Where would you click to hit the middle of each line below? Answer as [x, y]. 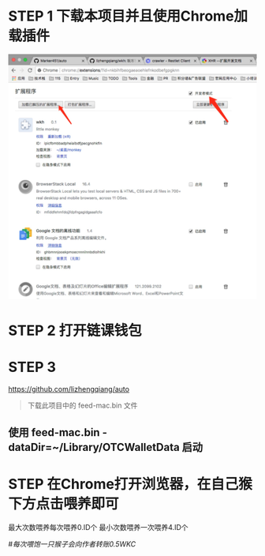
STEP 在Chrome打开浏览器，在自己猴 [130, 485]
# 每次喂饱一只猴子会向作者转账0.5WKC [72, 544]
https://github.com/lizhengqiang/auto [69, 389]
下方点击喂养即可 [64, 504]
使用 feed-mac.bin [54, 432]
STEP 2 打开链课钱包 [75, 331]
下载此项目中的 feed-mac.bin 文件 [82, 405]
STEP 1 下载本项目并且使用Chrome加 [128, 16]
